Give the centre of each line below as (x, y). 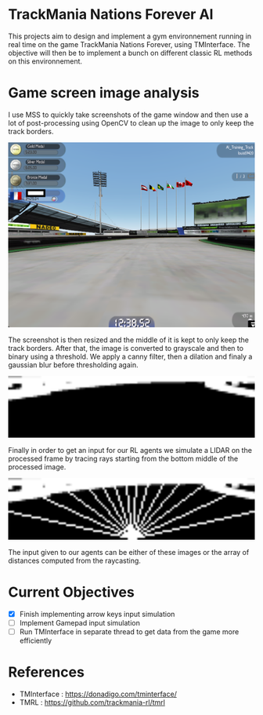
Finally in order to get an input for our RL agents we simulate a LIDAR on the (130, 450)
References (46, 672)
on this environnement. (45, 61)
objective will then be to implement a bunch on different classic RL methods (130, 53)
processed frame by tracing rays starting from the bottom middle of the (123, 458)
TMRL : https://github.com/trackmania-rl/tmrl (92, 702)
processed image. (37, 467)
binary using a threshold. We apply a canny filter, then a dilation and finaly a (130, 356)
